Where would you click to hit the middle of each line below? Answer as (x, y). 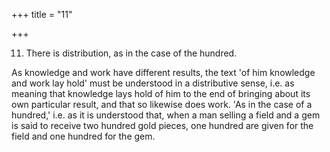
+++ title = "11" (42, 14)
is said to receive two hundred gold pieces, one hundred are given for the (162, 125)
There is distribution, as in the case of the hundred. (131, 53)
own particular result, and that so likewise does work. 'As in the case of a (162, 104)
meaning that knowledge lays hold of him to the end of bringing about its (161, 93)
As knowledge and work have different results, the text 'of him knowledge (163, 72)
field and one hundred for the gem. (83, 136)
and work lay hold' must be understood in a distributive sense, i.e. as (153, 83)
